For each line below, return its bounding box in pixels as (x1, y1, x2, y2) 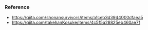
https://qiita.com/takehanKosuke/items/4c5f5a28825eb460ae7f (11, 20, 141, 25)
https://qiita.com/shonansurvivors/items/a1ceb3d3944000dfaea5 (11, 15, 143, 20)
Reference (4, 4, 30, 10)
